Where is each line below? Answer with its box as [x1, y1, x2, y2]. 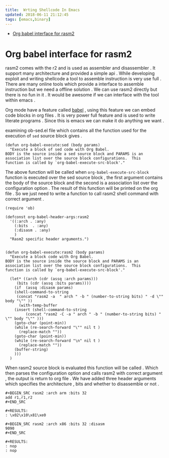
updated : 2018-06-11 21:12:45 [5, 12, 69, 17]
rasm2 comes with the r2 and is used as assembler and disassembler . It [5, 65, 155, 71]
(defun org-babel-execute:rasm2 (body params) [5, 250, 105, 255]
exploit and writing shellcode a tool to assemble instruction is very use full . [5, 76, 161, 82]
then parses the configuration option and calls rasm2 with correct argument [5, 370, 163, 376]
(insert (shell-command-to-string [14, 308, 87, 313]
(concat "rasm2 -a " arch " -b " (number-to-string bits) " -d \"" [16, 294, 164, 299]
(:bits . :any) [14, 223, 49, 229]
